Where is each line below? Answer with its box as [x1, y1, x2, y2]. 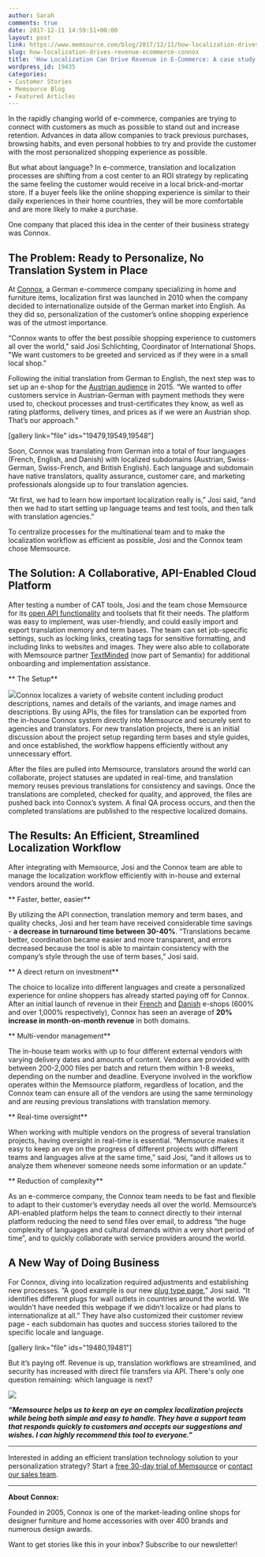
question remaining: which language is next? [8, 1375, 153, 1384]
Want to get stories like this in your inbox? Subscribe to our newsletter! [8, 1540, 238, 1549]
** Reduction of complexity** [8, 1176, 104, 1185]
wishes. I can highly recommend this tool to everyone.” [8, 1430, 193, 1439]
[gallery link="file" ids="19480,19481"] [8, 1342, 132, 1352]
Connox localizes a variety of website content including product [16, 690, 223, 699]
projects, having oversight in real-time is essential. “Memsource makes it [8, 1136, 244, 1145]
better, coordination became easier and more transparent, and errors [8, 934, 232, 944]
